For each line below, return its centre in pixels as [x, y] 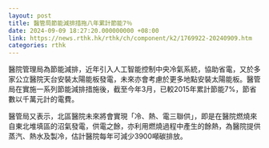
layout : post [30, 16]
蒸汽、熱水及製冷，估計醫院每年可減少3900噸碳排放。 [98, 136]
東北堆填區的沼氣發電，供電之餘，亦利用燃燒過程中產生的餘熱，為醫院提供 [138, 126]
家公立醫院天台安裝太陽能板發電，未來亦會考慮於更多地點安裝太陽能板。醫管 [134, 79]
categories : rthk [37, 46]
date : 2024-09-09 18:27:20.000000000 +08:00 [84, 30]
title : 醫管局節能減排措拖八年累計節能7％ [70, 23]
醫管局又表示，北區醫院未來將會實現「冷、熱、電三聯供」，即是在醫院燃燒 [129, 116]
